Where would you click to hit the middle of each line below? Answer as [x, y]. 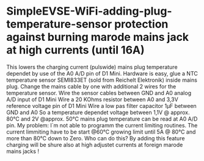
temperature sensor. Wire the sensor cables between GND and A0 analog [99, 93]
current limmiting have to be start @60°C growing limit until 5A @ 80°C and [101, 132]
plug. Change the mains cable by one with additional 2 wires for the [91, 86]
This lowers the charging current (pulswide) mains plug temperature [92, 67]
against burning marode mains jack [98, 37]
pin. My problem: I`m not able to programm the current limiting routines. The [102, 125]
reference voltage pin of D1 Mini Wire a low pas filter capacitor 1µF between [101, 106]
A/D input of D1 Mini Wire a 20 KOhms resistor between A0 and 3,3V [92, 99]
